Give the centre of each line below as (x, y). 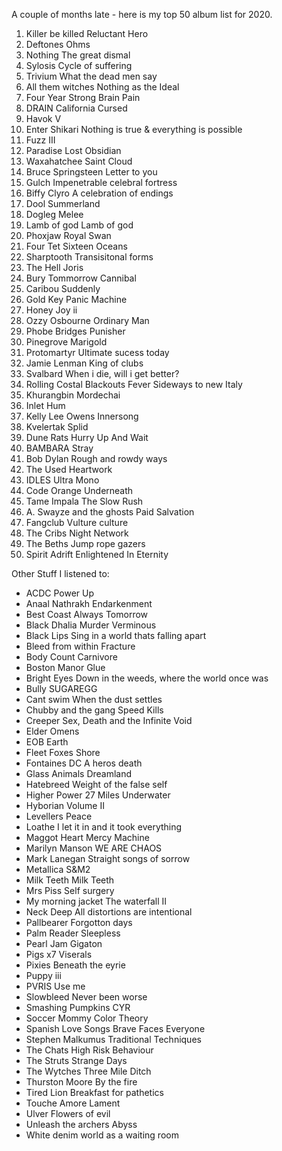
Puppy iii (43, 975)
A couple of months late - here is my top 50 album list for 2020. (142, 14)
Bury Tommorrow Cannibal (81, 278)
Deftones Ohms (58, 44)
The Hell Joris (54, 267)
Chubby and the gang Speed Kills (94, 710)
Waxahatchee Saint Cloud (79, 161)
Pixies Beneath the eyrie (75, 965)
